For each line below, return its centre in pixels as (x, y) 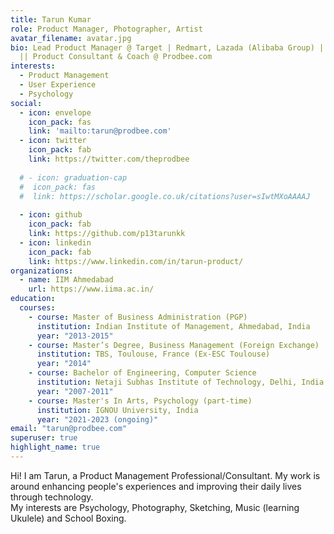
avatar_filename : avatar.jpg (71, 38)
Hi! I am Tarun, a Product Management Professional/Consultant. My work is (165, 475)
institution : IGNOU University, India (117, 410)
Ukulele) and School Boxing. (68, 518)
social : (26, 103)
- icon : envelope (55, 112)
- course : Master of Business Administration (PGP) (138, 317)
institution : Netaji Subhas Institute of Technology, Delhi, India (180, 382)
